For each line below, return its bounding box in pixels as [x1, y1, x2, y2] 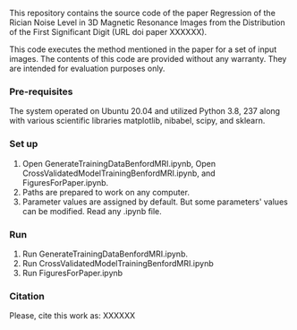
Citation [9, 290, 45, 302]
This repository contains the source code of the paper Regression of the [9, 8, 276, 18]
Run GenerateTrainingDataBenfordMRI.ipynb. [21, 248, 188, 259]
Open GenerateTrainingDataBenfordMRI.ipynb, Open [21, 158, 216, 169]
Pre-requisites [9, 85, 73, 98]
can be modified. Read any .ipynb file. [21, 205, 163, 216]
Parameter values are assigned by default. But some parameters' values [21, 196, 288, 207]
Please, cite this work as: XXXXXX [9, 310, 136, 321]
